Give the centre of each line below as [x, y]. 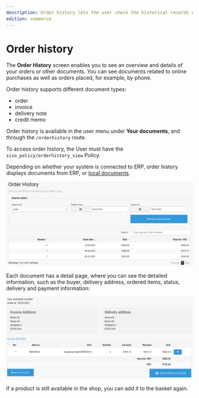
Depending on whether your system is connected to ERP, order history [92, 167]
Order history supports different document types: [66, 90]
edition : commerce [29, 19]
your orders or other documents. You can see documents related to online [97, 72]
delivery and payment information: [48, 288]
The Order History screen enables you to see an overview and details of [94, 65]
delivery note [31, 113]
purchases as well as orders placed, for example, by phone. [79, 78]
